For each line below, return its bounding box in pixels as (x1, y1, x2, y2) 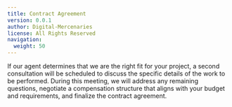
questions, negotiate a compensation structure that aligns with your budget (7, 85, 225, 92)
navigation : (7, 36, 42, 43)
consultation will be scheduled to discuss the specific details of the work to (7, 69, 226, 78)
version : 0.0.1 (7, 17, 52, 24)
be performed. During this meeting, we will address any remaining (7, 77, 199, 85)
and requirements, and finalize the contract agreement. (7, 92, 167, 100)
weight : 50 (13, 43, 46, 50)
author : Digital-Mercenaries (7, 23, 93, 30)
